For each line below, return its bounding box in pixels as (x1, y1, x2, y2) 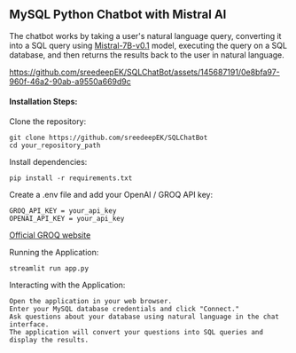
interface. (9, 320, 50, 329)
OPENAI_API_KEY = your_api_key (9, 215, 125, 224)
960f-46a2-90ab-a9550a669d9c (9, 75, 131, 87)
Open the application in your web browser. (9, 297, 173, 306)
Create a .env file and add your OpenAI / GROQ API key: (9, 190, 214, 200)
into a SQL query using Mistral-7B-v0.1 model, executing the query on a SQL (9, 40, 288, 51)
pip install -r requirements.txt (9, 174, 133, 183)
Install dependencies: (9, 157, 88, 168)
